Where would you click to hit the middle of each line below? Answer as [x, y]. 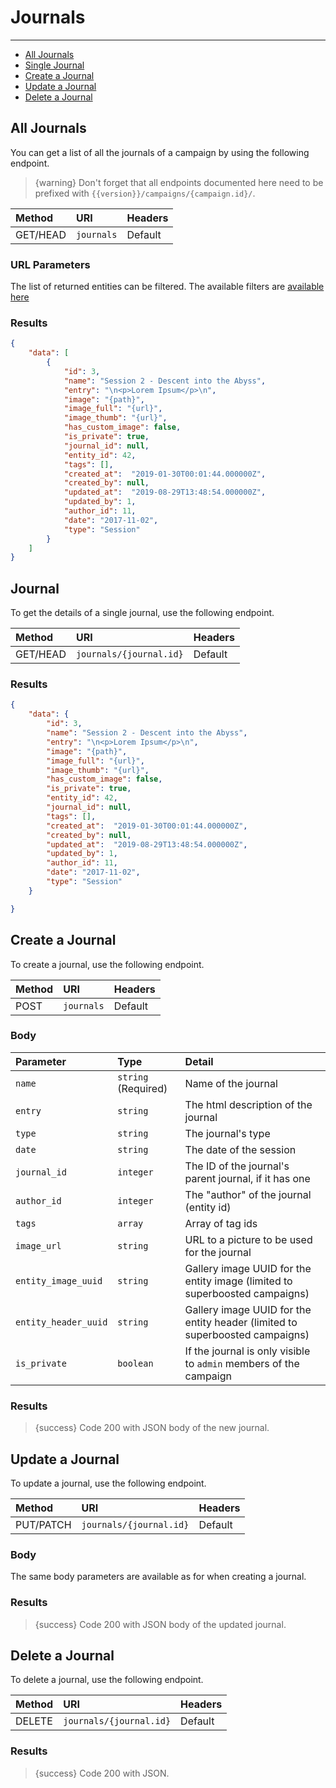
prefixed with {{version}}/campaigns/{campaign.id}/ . [145, 193]
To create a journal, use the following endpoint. [107, 964]
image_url [38, 1245]
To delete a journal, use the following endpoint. [107, 1680]
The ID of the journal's [237, 1166]
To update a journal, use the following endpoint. [108, 1483]
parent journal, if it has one [247, 1178]
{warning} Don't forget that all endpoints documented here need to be [179, 182]
